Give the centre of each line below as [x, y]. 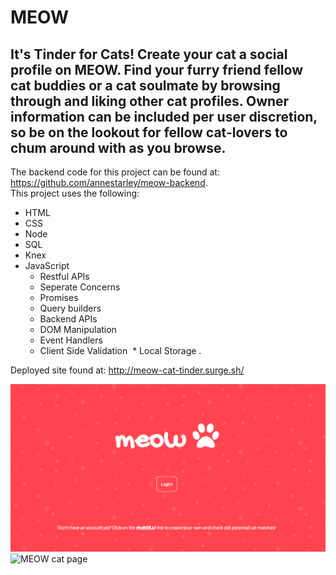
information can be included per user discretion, [164, 116]
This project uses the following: [75, 193]
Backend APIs [68, 319]
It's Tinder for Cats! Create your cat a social [149, 54]
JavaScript [47, 265]
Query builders [70, 308]
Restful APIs [64, 276]
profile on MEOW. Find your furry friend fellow [156, 69]
